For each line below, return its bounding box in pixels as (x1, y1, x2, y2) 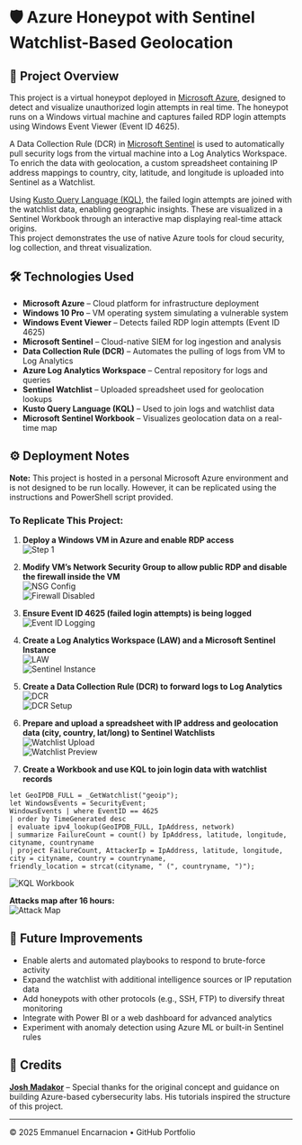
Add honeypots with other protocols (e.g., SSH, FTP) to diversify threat (22, 993, 285, 1003)
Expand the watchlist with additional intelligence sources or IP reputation (22, 974, 292, 985)
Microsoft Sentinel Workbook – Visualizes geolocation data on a (22, 412, 263, 424)
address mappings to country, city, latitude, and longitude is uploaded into (9, 168, 285, 178)
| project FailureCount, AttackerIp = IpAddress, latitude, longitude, (9, 846, 283, 855)
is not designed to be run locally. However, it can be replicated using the (9, 481, 277, 492)
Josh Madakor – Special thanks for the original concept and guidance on (9, 1081, 280, 1092)
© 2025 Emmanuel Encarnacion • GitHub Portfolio (9, 1126, 196, 1137)
